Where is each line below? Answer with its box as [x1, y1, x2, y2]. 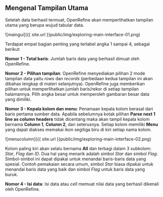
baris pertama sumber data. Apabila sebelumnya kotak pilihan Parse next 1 [5, 111, 156, 117]
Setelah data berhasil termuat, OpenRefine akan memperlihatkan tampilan [5, 17, 154, 22]
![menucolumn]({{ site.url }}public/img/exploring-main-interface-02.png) [5, 136, 152, 142]
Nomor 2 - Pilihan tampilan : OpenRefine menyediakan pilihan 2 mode [5, 70, 145, 76]
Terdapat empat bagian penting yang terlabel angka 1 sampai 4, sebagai [5, 41, 150, 47]
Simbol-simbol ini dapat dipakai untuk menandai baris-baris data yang [5, 156, 146, 162]
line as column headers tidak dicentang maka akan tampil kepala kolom [5, 116, 150, 122]
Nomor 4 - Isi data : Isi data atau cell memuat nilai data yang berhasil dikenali [5, 181, 159, 187]
